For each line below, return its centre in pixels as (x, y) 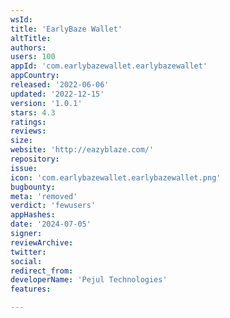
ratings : (28, 122)
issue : (24, 168)
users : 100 (33, 57)
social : (26, 261)
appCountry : (35, 76)
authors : (28, 47)
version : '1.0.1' (46, 103)
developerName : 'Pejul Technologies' (89, 280)
